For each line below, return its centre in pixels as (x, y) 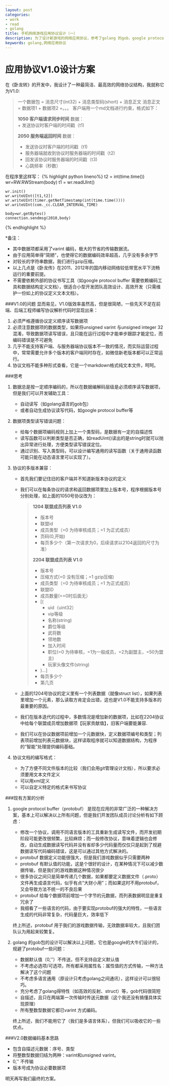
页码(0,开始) (53, 536)
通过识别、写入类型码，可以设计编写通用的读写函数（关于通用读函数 (91, 451)
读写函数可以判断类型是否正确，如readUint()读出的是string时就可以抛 (92, 438)
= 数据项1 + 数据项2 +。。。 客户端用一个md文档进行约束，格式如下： (88, 108)
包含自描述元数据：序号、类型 (43, 1048)
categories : (18, 15)
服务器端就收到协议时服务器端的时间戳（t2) (70, 153)
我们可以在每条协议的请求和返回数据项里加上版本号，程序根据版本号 (91, 489)
